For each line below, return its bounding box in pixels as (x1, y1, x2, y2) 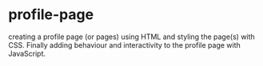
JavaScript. (8, 49, 46, 58)
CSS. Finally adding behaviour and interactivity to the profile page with (8, 40, 241, 49)
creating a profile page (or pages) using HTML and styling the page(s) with (8, 32, 256, 41)
